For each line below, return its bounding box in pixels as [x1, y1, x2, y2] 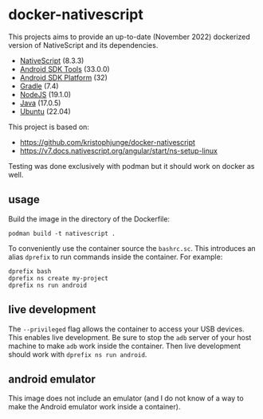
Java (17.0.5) [19, 98, 61, 108]
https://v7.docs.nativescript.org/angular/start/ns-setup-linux [19, 146, 218, 155]
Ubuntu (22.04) [19, 106, 71, 116]
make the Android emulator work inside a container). [8, 402, 181, 412]
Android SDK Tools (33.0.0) [19, 64, 110, 73]
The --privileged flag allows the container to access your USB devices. [8, 324, 245, 334]
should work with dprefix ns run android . [8, 349, 147, 359]
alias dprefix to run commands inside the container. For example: [8, 252, 223, 261]
